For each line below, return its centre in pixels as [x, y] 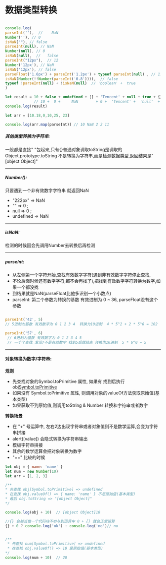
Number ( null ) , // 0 [25, 51]
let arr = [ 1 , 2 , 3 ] [26, 476]
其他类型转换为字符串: [28, 136]
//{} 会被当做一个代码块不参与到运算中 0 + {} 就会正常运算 [60, 521]
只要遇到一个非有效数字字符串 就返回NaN [47, 190]
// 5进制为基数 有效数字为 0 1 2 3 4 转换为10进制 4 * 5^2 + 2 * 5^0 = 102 [82, 324]
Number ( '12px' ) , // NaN [30, 65]
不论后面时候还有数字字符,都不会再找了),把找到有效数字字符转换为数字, [84, 281]
